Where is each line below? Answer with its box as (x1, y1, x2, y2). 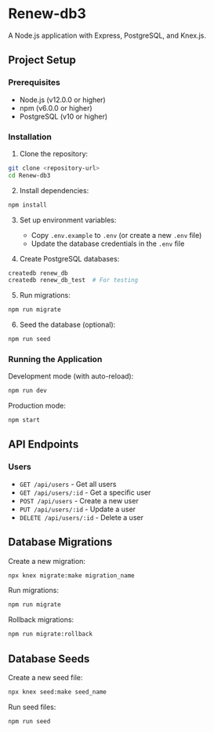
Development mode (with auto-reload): (8, 371, 134, 381)
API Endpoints (8, 437, 79, 452)
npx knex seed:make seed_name (8, 688, 107, 696)
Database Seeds (8, 652, 90, 665)
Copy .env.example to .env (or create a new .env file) (31, 230, 202, 240)
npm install (8, 201, 47, 209)
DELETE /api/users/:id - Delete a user (19, 512, 143, 522)
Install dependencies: (19, 185, 89, 195)
